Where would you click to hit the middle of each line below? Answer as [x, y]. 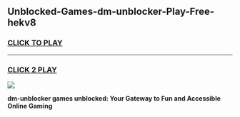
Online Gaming [30, 106]
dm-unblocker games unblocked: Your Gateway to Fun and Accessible [114, 98]
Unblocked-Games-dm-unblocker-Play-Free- [111, 12]
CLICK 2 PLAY [32, 69]
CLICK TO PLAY [35, 43]
